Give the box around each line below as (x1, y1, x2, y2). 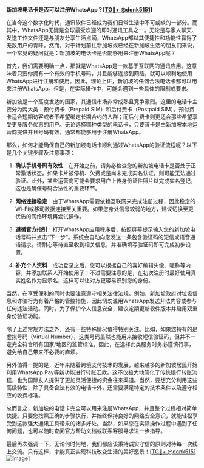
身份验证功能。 (6, 313, 44, 320)
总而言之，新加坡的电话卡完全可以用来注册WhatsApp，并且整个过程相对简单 (6, 405, 197, 411)
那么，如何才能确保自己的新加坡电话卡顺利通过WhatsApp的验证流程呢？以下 (6, 141, 197, 148)
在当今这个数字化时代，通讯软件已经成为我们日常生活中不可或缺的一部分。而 (6, 19, 198, 26)
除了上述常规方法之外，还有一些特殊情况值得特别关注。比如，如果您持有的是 (6, 326, 198, 332)
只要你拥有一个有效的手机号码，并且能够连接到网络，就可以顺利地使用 (16, 70, 192, 77)
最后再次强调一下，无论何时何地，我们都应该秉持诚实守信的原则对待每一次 (6, 441, 192, 447)
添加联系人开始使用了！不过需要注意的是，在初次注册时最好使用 (31, 269, 191, 276)
